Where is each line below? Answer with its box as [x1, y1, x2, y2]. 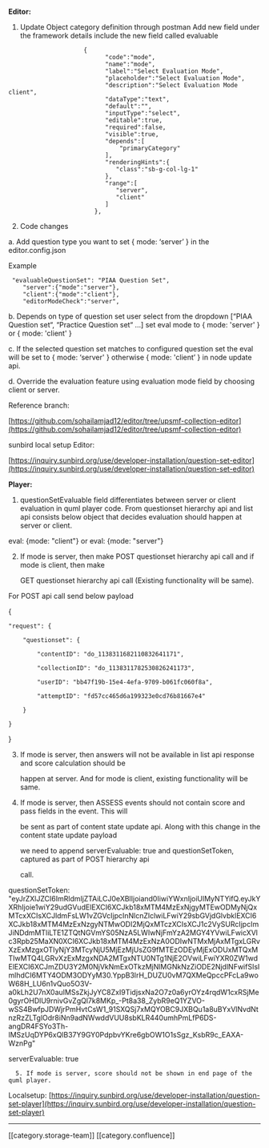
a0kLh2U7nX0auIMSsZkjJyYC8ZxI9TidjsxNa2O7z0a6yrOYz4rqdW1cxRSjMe [8, 988, 259, 997]
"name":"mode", [105, 60, 156, 68]
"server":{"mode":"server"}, [22, 283, 120, 291]
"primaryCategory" [118, 144, 181, 152]
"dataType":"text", [105, 95, 171, 103]
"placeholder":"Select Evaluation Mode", [105, 74, 246, 82]
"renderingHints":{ [105, 159, 171, 167]
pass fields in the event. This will [19, 806, 128, 816]
